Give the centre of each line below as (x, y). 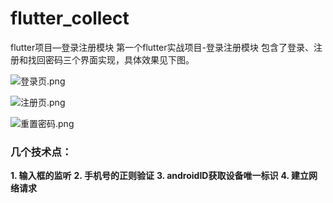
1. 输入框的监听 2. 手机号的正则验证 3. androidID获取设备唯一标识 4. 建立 (159, 176)
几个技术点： (41, 152)
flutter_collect (70, 18)
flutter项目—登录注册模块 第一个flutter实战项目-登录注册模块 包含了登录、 (162, 47)
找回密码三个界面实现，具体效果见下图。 (111, 59)
